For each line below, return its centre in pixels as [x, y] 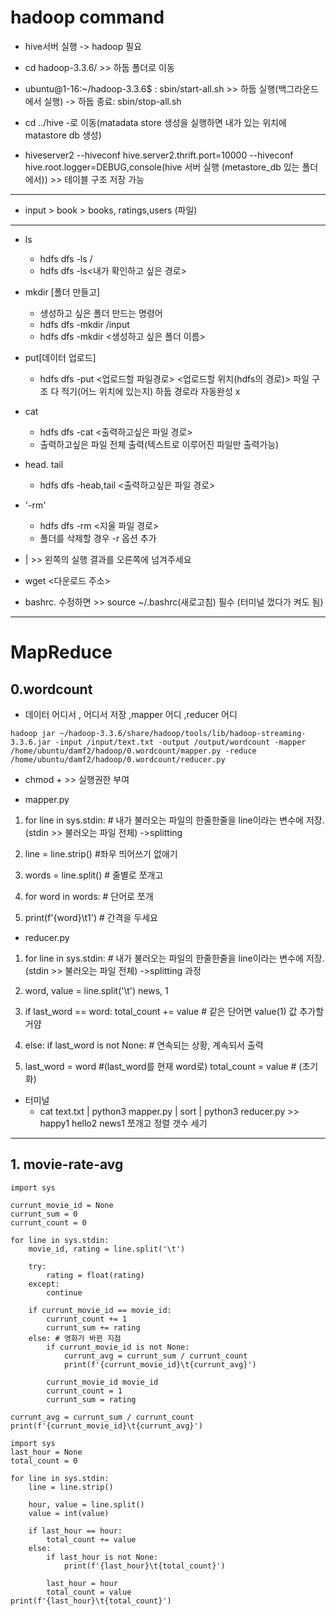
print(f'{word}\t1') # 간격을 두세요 [91, 917]
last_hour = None [46, 1452]
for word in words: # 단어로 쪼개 [89, 896]
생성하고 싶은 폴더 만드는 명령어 [101, 313]
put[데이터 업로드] [60, 357]
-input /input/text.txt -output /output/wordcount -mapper [180, 742]
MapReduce [61, 652]
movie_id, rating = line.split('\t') [107, 1249]
